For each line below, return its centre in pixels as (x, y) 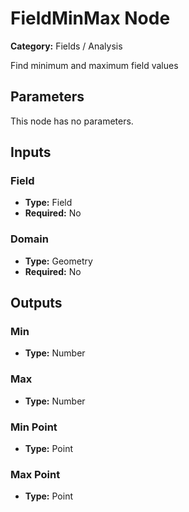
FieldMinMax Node (90, 18)
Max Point (35, 474)
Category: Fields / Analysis (66, 46)
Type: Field (48, 203)
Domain (29, 239)
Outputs (36, 303)
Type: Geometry (58, 261)
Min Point (34, 427)
